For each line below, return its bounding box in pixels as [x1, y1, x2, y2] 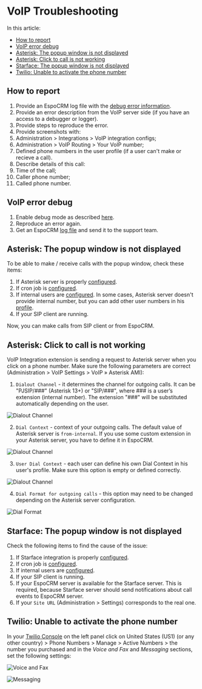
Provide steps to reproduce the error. [15, 122, 109, 129]
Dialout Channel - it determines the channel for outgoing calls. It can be [15, 381, 196, 388]
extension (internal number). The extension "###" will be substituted [15, 394, 187, 401]
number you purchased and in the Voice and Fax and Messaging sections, [7, 645, 193, 653]
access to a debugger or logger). [15, 115, 99, 122]
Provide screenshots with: [15, 128, 81, 135]
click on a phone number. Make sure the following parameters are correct [7, 363, 190, 370]
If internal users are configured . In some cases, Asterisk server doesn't [15, 291, 194, 298]
